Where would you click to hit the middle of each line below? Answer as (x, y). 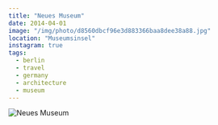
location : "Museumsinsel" (52, 38)
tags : (17, 53)
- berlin (30, 61)
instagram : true (36, 46)
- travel (30, 68)
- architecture (41, 83)
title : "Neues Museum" (46, 16)
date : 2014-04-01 (38, 23)
